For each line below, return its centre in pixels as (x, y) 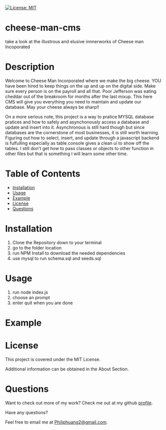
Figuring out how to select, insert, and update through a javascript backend (82, 138)
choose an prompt (31, 297)
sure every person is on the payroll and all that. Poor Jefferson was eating (81, 91)
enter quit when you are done (42, 303)
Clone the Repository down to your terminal (57, 242)
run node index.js (30, 292)
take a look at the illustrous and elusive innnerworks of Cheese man (75, 41)
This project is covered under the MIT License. (53, 359)
